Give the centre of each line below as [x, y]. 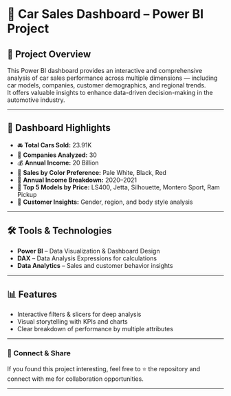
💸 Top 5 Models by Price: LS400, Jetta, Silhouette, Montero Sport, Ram [118, 187]
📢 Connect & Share [39, 353]
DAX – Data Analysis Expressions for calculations [87, 258]
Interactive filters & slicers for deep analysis [79, 314]
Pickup [27, 194]
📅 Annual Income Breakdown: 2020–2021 [77, 180]
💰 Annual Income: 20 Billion [58, 163]
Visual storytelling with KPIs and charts [73, 322]
